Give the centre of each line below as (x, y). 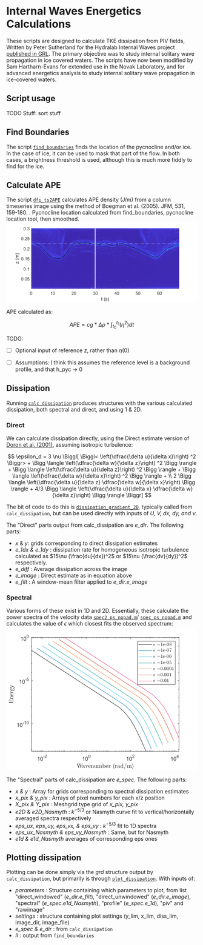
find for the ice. (25, 166)
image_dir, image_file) (42, 923)
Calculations (39, 24)
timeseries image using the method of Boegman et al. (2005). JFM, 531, (96, 206)
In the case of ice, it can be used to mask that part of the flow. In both (93, 153)
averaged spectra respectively (53, 818)
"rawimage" (30, 910)
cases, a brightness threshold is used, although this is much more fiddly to (99, 159)
